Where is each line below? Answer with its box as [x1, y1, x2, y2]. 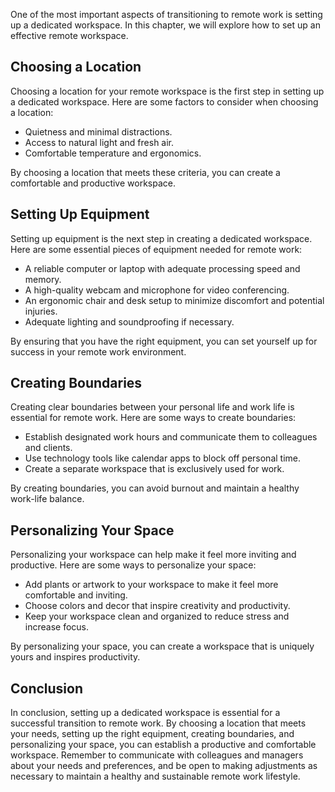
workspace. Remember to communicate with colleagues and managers [10, 749, 304, 761]
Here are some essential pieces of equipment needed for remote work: [10, 243, 303, 255]
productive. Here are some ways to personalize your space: [10, 559, 257, 571]
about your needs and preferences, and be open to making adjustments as [10, 760, 318, 772]
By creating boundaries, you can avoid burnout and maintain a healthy [10, 482, 300, 494]
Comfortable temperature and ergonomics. [24, 147, 202, 159]
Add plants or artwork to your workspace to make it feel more [24, 579, 279, 591]
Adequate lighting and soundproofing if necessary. [24, 315, 235, 328]
